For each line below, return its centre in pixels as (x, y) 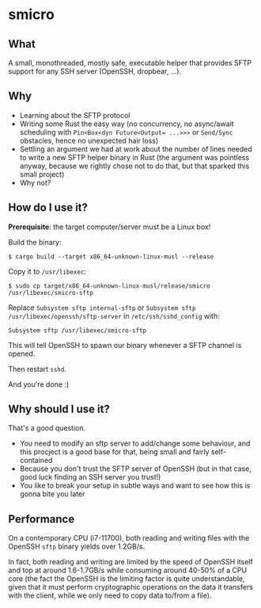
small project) (42, 174)
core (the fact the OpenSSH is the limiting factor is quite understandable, (127, 579)
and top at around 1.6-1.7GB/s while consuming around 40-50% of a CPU (128, 570)
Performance (42, 519)
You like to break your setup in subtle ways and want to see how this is (135, 486)
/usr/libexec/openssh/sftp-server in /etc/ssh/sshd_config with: (114, 315)
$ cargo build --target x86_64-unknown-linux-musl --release (111, 256)
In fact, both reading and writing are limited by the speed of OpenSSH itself (130, 562)
